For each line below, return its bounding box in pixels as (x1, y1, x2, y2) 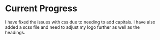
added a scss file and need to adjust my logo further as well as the (5, 24, 140, 30)
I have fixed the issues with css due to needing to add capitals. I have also (5, 19, 156, 25)
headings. (5, 29, 26, 35)
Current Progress (5, 3, 77, 14)
